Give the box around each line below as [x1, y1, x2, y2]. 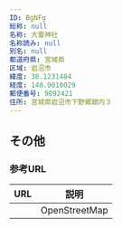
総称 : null [9, 22, 48, 31]
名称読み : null [9, 38, 61, 48]
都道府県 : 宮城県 [9, 55, 65, 64]
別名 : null [9, 47, 48, 56]
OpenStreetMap [40, 204, 108, 217]
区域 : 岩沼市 [9, 64, 52, 73]
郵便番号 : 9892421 [9, 89, 74, 98]
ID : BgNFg [9, 13, 47, 23]
